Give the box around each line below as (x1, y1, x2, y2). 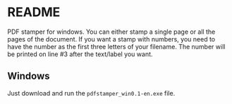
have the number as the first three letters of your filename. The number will (7, 42, 226, 51)
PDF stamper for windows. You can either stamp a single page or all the (7, 27, 216, 36)
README (7, 4, 61, 20)
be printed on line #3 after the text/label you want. (7, 50, 153, 58)
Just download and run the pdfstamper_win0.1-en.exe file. (7, 89, 176, 97)
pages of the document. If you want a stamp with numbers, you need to (7, 34, 216, 43)
